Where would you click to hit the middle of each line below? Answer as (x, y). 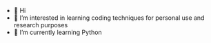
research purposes (41, 25)
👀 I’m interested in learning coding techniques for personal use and (109, 18)
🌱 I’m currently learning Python (58, 32)
